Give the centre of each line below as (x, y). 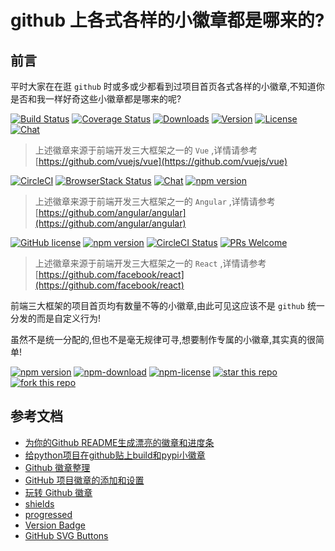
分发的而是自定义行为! (56, 318)
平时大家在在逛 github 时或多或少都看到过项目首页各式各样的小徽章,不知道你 (167, 86)
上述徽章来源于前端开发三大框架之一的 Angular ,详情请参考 (155, 201)
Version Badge (55, 525)
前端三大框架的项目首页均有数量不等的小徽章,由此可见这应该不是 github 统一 (167, 305)
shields (39, 503)
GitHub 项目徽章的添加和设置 (84, 480)
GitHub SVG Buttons (66, 535)
